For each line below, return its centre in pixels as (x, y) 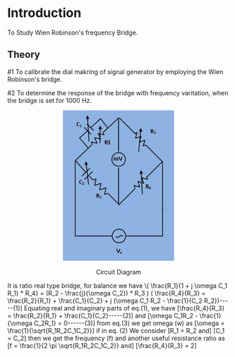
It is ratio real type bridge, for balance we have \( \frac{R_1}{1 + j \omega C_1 (117, 285)
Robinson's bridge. (35, 79)
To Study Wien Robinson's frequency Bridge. (73, 32)
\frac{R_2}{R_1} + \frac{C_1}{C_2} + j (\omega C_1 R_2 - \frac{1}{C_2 (105, 301)
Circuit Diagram (119, 272)
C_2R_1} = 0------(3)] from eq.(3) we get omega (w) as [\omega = (129, 323)
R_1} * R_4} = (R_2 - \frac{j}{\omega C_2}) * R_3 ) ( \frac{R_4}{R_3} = (107, 293)
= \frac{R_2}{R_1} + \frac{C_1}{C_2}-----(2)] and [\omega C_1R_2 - (103, 315)
